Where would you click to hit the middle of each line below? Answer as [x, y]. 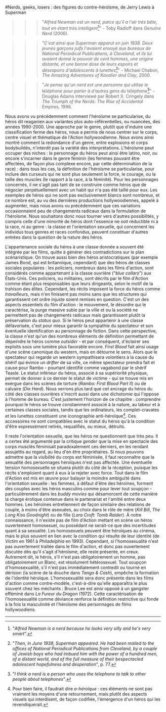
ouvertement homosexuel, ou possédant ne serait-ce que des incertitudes [81, 525]
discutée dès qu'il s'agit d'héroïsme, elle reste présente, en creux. [72, 552]
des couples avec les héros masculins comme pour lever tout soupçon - [79, 488]
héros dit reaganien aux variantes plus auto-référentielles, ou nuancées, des [83, 121]
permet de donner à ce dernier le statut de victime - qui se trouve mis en [79, 378]
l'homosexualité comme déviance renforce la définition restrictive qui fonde [82, 599]
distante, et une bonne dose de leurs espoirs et [90, 64]
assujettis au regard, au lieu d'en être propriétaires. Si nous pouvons [75, 452]
